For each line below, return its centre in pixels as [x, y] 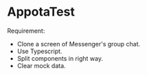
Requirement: [26, 31]
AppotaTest [41, 12]
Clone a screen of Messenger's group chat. [79, 44]
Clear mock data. [42, 65]
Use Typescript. [39, 51]
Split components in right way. [60, 58]
